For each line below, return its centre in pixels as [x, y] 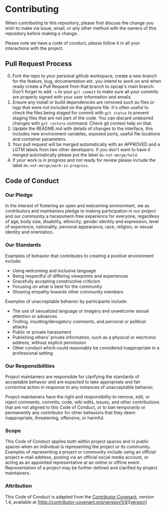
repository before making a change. [42, 33]
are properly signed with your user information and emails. [72, 97]
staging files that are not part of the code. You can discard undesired [83, 118]
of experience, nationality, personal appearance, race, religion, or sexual [79, 227]
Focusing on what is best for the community [57, 286]
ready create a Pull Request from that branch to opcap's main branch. [83, 86]
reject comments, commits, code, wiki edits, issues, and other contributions [82, 402]
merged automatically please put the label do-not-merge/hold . [75, 155]
